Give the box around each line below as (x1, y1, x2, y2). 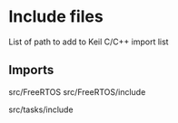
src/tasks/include (8, 104, 74, 115)
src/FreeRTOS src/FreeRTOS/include (8, 86, 146, 97)
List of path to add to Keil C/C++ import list (8, 36, 169, 47)
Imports (8, 62, 54, 78)
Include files (8, 6, 104, 27)
